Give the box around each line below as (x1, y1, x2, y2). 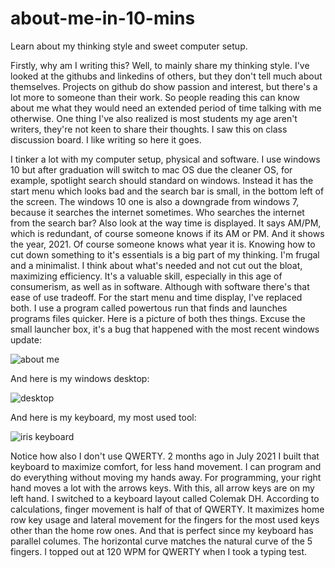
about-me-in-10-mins (10, 7, 196, 30)
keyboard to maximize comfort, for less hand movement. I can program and (10, 460, 322, 472)
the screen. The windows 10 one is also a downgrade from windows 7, (10, 195, 300, 207)
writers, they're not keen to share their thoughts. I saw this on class (10, 123, 288, 135)
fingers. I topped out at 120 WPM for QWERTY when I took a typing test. (10, 545, 308, 557)
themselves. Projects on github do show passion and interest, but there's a (10, 80, 318, 92)
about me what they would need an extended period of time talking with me (10, 102, 322, 114)
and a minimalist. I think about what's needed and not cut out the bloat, (10, 259, 303, 271)
